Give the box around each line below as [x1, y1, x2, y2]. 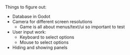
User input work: [12, 29, 46, 35]
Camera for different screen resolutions [12, 19, 93, 24]
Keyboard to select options [19, 34, 75, 40]
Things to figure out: [5, 4, 47, 10]
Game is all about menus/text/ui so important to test [19, 24, 125, 30]
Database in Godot [12, 14, 51, 19]
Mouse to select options [19, 39, 69, 45]
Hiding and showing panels [12, 45, 68, 50]
